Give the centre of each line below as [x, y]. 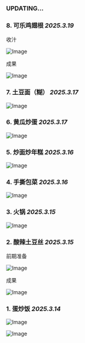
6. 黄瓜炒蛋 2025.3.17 [37, 122]
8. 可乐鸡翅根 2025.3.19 [40, 25]
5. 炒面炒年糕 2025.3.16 [40, 152]
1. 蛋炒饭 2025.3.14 [33, 308]
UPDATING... [25, 8]
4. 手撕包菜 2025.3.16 [37, 182]
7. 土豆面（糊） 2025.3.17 [42, 92]
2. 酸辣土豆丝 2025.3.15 [40, 242]
